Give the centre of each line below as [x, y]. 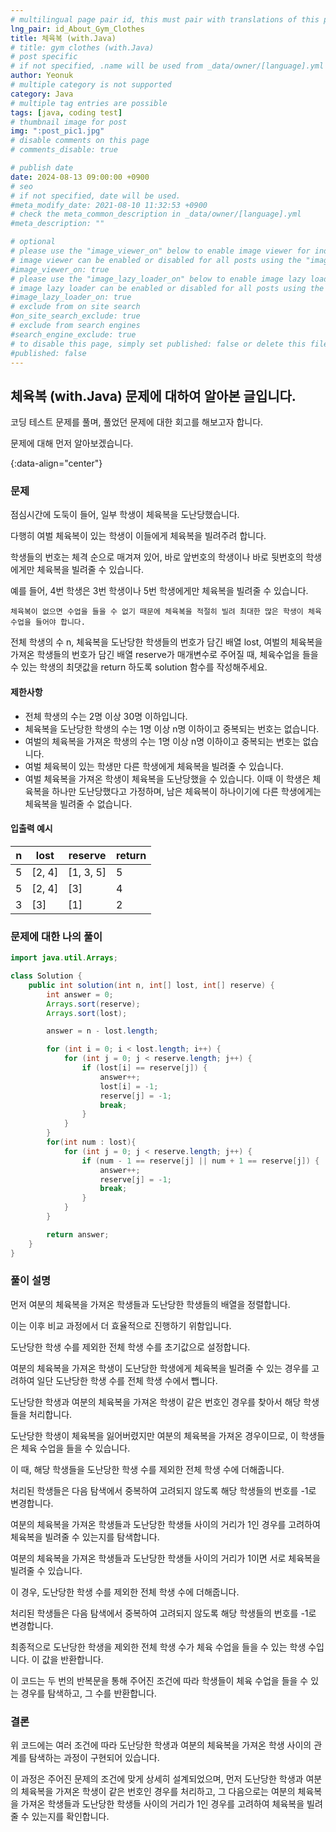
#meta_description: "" [57, 224]
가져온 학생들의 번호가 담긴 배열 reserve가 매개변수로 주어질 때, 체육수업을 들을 [164, 655]
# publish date [42, 168]
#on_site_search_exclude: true [75, 316]
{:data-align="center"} [56, 463]
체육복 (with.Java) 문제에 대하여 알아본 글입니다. [153, 396]
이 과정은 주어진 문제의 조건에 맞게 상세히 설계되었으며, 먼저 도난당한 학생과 [157, 1779]
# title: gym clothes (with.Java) [82, 47]
